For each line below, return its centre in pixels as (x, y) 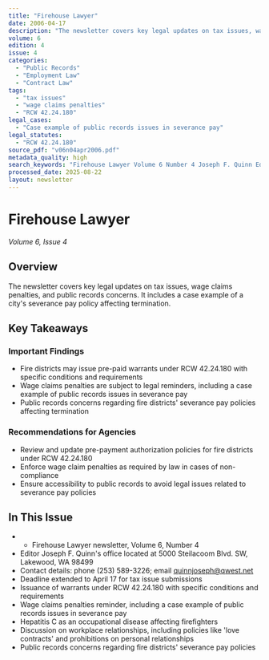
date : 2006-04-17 (37, 23)
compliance (39, 475)
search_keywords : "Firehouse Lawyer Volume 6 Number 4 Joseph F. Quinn (130, 165)
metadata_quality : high (48, 157)
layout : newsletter (41, 180)
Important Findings (46, 351)
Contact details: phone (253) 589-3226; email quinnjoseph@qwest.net (137, 571)
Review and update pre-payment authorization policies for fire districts (137, 449)
